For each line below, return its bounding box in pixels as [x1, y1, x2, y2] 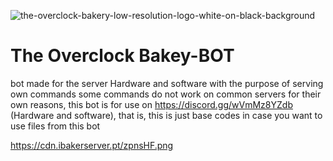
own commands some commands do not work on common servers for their [10, 88, 322, 100]
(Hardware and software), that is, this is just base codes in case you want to [10, 109, 323, 121]
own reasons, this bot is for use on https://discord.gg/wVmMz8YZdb [10, 98, 293, 110]
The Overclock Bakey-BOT [10, 45, 235, 67]
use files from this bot [10, 120, 101, 132]
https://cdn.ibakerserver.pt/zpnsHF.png [10, 139, 174, 151]
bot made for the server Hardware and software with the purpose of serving [10, 77, 324, 89]
